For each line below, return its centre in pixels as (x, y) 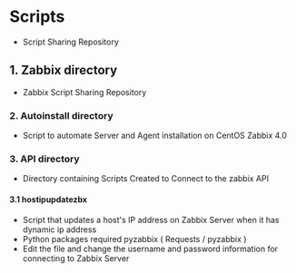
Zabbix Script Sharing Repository (84, 92)
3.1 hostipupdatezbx (49, 199)
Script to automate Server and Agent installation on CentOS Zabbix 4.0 (155, 136)
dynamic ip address (59, 229)
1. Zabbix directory (64, 70)
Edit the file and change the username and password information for (150, 249)
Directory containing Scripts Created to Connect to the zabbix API (146, 179)
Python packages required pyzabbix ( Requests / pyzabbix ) (134, 239)
